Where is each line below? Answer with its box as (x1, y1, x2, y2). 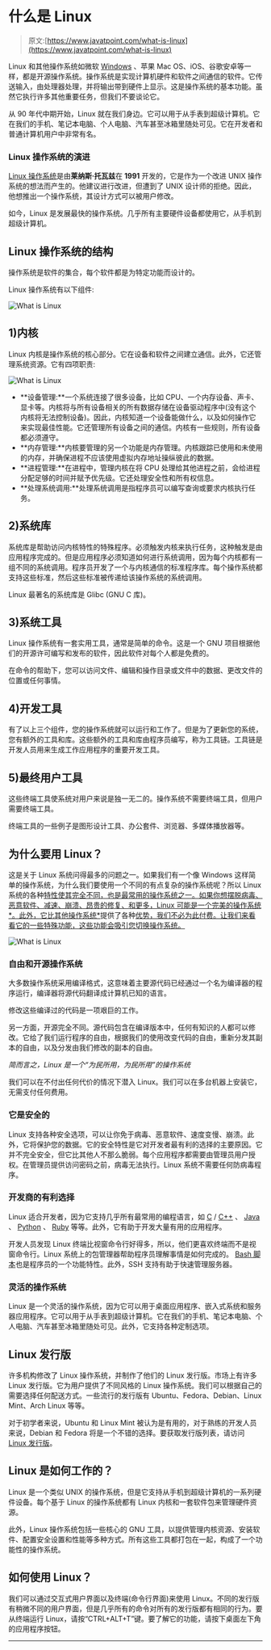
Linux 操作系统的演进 (8, 151, 90, 162)
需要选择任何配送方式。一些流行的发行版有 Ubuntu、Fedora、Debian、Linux (8, 1391, 262, 1400)
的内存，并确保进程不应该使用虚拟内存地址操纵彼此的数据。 (19, 452, 219, 462)
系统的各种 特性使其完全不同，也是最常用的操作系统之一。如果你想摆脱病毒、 (8, 890, 263, 899)
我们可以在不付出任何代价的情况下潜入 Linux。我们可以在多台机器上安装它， (8, 1077, 262, 1087)
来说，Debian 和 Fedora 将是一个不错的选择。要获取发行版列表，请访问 (8, 1428, 245, 1437)
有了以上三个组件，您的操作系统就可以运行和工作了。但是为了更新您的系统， (8, 725, 263, 735)
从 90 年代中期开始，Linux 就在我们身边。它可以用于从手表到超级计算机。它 (8, 108, 261, 118)
